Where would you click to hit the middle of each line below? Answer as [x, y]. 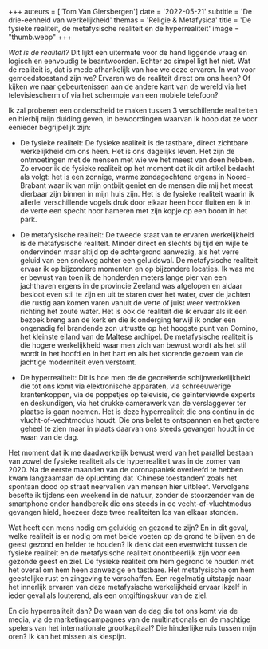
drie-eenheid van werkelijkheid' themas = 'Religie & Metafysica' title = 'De [130, 20]
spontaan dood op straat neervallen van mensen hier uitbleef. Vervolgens [129, 486]
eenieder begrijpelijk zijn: [49, 127]
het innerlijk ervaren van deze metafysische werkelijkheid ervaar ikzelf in [128, 587]
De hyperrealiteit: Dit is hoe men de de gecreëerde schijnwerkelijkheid [135, 378]
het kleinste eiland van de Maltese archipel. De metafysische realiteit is [136, 336]
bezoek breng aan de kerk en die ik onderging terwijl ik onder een [128, 320]
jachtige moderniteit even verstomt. [78, 362]
